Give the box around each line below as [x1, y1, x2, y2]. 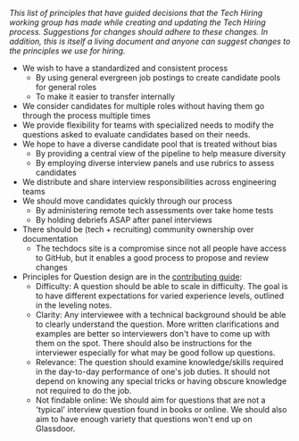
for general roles [35, 82, 96, 92]
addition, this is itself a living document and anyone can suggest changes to [9, 36, 291, 46]
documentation [21, 234, 79, 244]
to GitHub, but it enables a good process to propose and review [35, 253, 270, 262]
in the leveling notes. [35, 300, 112, 311]
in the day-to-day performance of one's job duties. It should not [35, 366, 270, 377]
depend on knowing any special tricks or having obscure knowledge [35, 376, 287, 387]
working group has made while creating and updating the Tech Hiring [9, 17, 266, 28]
